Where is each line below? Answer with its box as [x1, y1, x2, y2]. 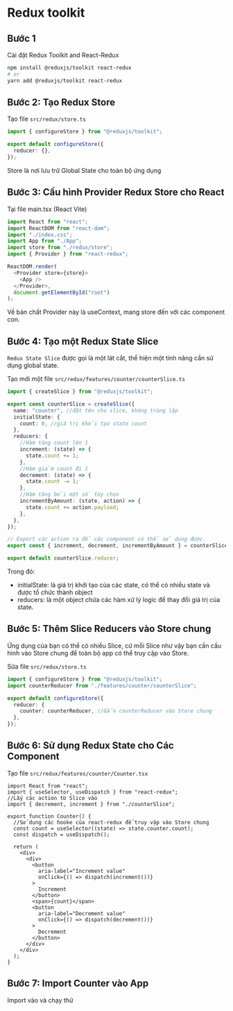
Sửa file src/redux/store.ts [7, 662, 87, 671]
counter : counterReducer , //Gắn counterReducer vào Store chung [19, 708, 213, 715]
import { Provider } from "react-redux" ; [7, 251, 129, 258]
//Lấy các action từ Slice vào [7, 794, 98, 801]
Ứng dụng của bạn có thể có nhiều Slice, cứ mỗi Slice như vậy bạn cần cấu [7, 641, 222, 650]
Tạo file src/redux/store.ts [7, 115, 87, 123]
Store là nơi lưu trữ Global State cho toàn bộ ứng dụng [7, 166, 162, 174]
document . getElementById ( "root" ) [13, 289, 110, 296]
